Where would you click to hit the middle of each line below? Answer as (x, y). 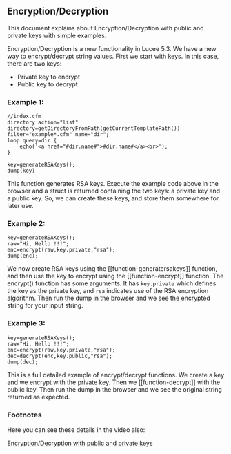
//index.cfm (24, 117)
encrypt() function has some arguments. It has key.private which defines (112, 283)
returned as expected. (39, 397)
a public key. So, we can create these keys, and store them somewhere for (113, 198)
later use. (20, 206)
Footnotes (25, 415)
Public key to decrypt (47, 84)
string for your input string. (46, 305)
